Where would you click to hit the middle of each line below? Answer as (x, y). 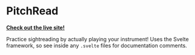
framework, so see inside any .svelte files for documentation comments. (97, 45)
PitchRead (32, 11)
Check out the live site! (35, 27)
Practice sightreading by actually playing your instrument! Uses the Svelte (97, 39)
